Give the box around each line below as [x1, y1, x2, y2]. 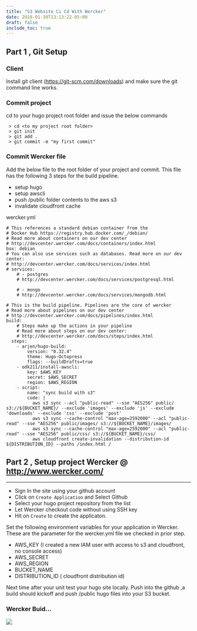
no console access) [14, 547, 63, 555]
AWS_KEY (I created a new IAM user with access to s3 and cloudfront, [14, 542, 185, 549]
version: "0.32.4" [27, 348, 72, 355]
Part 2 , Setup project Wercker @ [6, 457, 128, 467]
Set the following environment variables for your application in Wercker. [6, 524, 179, 531]
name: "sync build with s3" [27, 389, 96, 396]
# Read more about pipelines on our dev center [6, 307, 125, 313]
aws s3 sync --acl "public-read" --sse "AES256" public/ [32, 400, 175, 406]
